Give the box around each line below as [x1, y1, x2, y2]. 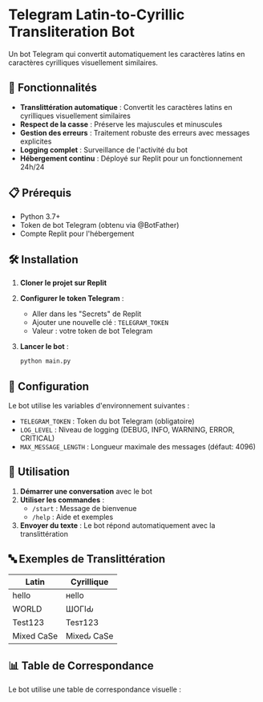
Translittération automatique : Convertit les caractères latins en [19, 102, 233, 112]
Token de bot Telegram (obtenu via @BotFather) [19, 220, 180, 229]
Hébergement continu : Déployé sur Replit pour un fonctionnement [19, 153, 243, 163]
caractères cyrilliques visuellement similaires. [8, 58, 159, 67]
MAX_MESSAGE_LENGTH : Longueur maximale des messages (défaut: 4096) [19, 442, 257, 452]
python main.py [19, 357, 71, 366]
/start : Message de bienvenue [31, 503, 137, 513]
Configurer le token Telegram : [19, 294, 124, 303]
